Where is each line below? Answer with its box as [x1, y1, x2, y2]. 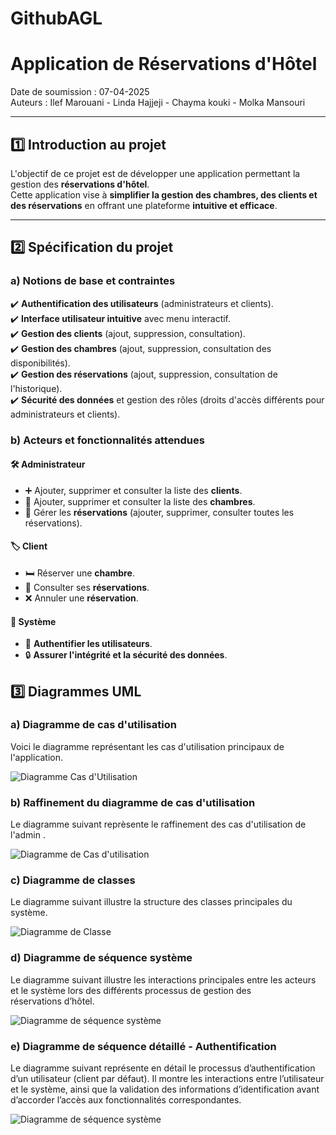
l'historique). [10, 382, 63, 394]
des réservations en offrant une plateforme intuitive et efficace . [10, 199, 278, 211]
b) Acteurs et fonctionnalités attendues [10, 433, 205, 447]
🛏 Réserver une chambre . [24, 567, 135, 579]
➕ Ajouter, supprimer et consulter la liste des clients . [24, 484, 243, 496]
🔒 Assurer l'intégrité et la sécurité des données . [24, 649, 228, 661]
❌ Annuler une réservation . [24, 592, 139, 604]
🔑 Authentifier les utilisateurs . [24, 638, 153, 650]
